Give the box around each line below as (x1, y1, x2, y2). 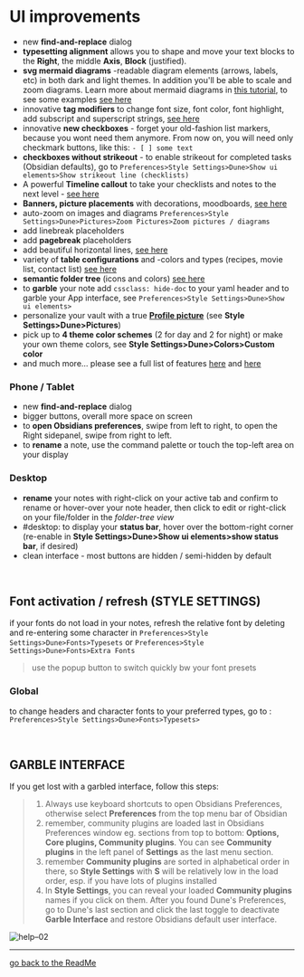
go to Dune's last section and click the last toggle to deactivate (44, 905, 280, 915)
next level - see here (22, 188, 100, 199)
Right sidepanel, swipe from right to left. (22, 430, 173, 441)
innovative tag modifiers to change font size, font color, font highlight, (22, 103, 285, 114)
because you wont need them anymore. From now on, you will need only (22, 132, 294, 143)
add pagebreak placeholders (22, 234, 132, 245)
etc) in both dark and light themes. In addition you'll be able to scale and (22, 74, 292, 85)
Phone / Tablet (9, 380, 75, 393)
